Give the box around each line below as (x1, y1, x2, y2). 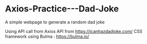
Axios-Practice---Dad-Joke (5, 3, 119, 14)
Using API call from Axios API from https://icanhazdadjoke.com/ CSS (5, 28, 143, 34)
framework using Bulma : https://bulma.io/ (5, 33, 89, 39)
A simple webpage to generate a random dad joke (5, 19, 105, 25)
